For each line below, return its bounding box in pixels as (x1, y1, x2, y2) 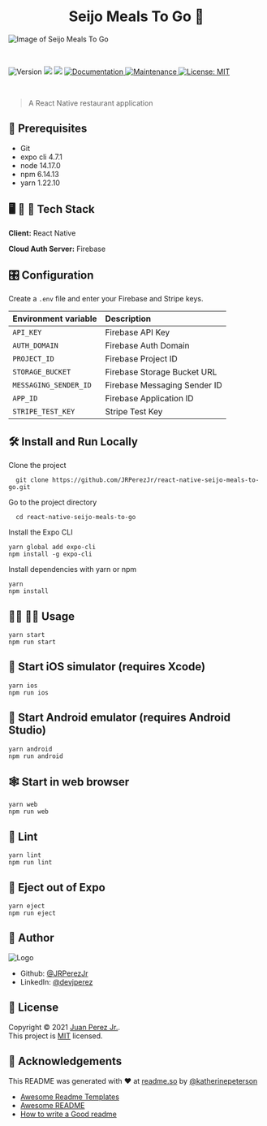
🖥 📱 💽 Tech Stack (8, 202, 95, 216)
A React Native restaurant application (28, 97, 153, 108)
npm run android (8, 751, 63, 760)
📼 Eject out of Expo (8, 881, 106, 894)
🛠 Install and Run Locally (8, 435, 138, 448)
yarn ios (8, 682, 38, 690)
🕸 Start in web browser (8, 775, 130, 789)
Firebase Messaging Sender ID (105, 379, 223, 391)
